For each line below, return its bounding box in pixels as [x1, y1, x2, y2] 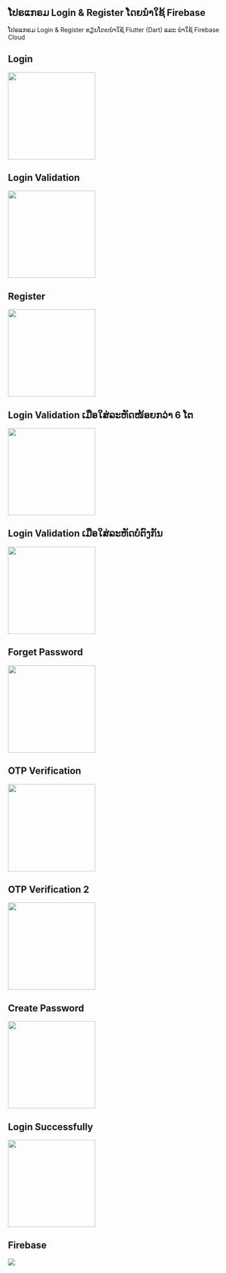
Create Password [8, 1002, 84, 1014]
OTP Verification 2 [8, 883, 89, 895]
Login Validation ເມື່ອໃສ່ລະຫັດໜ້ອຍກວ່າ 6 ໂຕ [8, 409, 194, 421]
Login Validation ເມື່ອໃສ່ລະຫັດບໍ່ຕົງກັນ [8, 528, 163, 540]
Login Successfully [8, 1121, 93, 1133]
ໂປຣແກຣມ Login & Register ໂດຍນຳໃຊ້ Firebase [8, 7, 206, 19]
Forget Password [8, 647, 83, 658]
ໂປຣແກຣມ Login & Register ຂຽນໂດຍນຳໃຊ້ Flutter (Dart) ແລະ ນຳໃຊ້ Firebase [8, 25, 220, 34]
